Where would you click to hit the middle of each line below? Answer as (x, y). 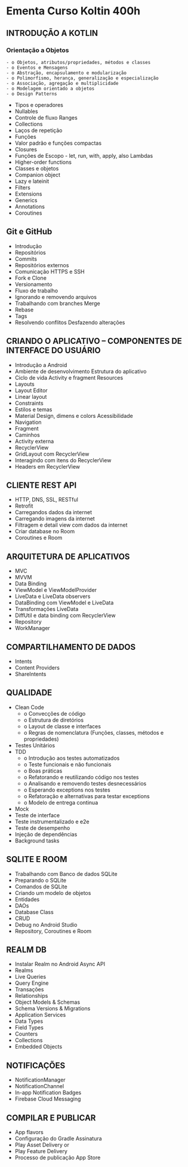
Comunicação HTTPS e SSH (50, 271)
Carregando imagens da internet (55, 519)
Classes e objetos (37, 168)
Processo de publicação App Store (58, 1157)
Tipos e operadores (39, 105)
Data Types (29, 1021)
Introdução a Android (41, 365)
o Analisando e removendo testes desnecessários (85, 783)
